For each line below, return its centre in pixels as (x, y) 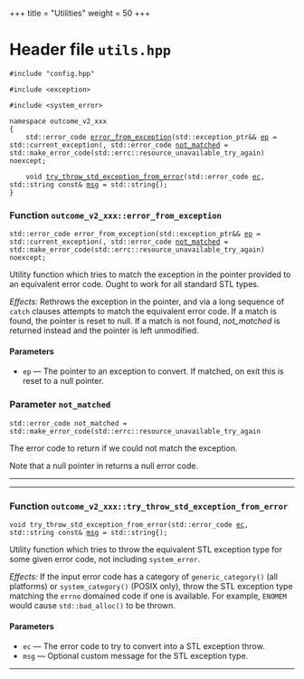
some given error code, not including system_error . (105, 559)
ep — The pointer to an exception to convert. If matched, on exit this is (153, 371)
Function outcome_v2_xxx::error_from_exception (115, 215)
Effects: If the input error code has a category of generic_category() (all (144, 577)
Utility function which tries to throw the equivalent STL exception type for (146, 550)
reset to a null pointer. (63, 381)
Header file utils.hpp (90, 50)
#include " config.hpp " (52, 73)
